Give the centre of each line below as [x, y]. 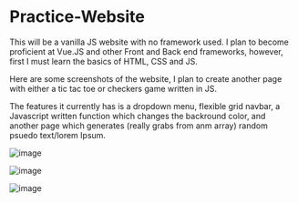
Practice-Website [77, 17]
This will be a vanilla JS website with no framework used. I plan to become [149, 42]
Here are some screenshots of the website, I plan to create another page [146, 78]
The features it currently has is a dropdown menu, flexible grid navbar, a [145, 106]
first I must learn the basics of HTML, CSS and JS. [104, 61]
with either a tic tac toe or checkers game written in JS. [113, 88]
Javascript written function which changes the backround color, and [138, 116]
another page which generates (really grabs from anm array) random [139, 126]
